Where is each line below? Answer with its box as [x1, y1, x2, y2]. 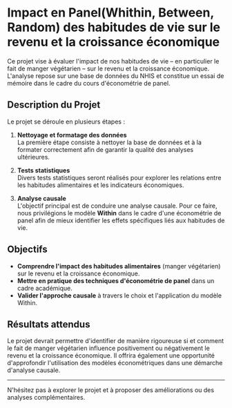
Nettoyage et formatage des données [17, 130, 127, 139]
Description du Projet [7, 99, 101, 111]
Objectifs [7, 244, 48, 255]
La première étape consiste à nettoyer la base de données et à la [17, 138, 202, 146]
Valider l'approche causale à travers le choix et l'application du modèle [17, 291, 222, 300]
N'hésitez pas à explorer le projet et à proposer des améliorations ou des [7, 386, 215, 394]
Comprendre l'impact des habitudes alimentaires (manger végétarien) [17, 262, 221, 270]
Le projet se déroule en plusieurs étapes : [7, 117, 126, 126]
